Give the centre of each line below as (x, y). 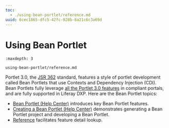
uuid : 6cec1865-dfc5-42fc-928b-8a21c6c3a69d (54, 20)
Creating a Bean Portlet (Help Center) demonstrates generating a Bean (88, 109)
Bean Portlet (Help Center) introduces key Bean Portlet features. (81, 104)
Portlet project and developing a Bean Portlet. (61, 115)
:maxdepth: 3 (19, 59)
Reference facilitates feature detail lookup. (58, 120)
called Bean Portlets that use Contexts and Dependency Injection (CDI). (81, 83)
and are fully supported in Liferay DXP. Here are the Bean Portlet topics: (81, 94)
